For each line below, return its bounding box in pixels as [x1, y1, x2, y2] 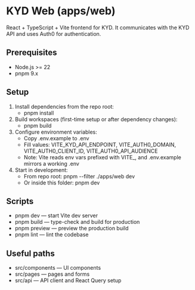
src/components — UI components [14, 264, 101, 272]
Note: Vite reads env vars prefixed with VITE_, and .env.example [23, 153, 182, 161]
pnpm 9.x [14, 70, 39, 77]
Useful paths [6, 248, 55, 258]
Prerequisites [6, 48, 57, 58]
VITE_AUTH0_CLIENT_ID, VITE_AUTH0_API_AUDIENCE [23, 147, 158, 155]
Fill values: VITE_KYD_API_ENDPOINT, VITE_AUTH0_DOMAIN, [23, 141, 177, 148]
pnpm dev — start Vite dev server [14, 212, 98, 219]
